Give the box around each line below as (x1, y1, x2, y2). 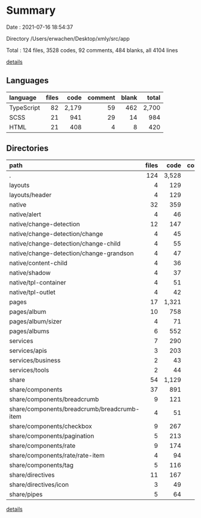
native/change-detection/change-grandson (9, 249, 134, 258)
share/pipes (9, 490, 43, 498)
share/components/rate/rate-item (9, 451, 105, 459)
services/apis (9, 346, 47, 355)
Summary (6, 4, 56, 17)
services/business (9, 356, 61, 364)
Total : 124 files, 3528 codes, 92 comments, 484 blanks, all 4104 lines (6, 46, 178, 54)
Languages (6, 75, 49, 86)
